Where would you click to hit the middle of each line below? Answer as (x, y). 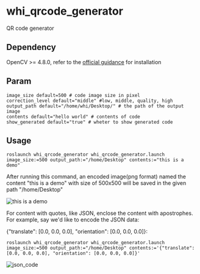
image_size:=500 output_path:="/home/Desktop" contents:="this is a (95, 160)
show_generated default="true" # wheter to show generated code (90, 122)
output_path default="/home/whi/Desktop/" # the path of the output (95, 106)
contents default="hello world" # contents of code (73, 117)
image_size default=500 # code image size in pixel (73, 95)
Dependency (31, 47)
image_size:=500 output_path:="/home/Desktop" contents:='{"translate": (101, 248)
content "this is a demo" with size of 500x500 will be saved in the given (96, 183)
